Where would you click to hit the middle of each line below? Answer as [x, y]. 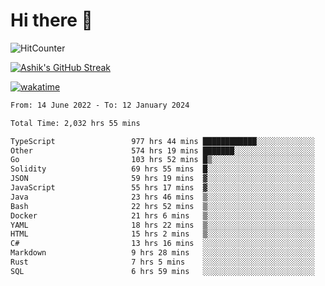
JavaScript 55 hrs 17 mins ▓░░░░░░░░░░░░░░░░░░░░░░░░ [162, 188]
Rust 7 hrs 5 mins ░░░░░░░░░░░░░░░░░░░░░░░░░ [162, 262]
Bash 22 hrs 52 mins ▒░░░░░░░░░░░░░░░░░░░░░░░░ [162, 206]
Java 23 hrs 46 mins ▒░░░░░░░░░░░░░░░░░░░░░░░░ [162, 197]
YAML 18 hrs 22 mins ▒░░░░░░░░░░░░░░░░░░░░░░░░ [162, 225]
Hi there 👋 [51, 20]
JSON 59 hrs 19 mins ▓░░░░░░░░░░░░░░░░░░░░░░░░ [162, 179]
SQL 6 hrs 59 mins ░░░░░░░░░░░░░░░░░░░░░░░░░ [162, 271]
